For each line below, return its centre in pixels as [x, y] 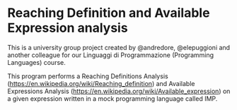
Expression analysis [68, 28]
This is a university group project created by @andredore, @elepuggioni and [119, 47]
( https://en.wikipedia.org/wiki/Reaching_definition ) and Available [101, 83]
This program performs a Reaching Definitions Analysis [88, 76]
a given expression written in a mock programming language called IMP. [112, 98]
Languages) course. [36, 62]
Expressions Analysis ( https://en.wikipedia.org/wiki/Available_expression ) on [119, 91]
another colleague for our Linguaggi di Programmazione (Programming [111, 55]
